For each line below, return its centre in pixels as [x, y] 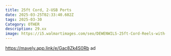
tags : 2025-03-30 [24, 19]
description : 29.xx [26, 29]
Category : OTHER [22, 24]
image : [12, 34]
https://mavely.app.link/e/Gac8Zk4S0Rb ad [50, 48]
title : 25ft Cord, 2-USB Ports [38, 10]
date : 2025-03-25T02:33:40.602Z [39, 15]
